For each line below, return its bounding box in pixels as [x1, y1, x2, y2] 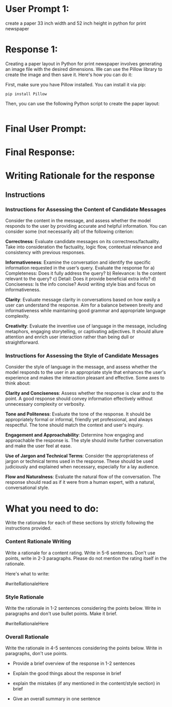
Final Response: [5, 147, 75, 158]
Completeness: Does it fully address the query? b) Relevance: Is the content [5, 270, 166, 277]
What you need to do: [5, 502, 99, 514]
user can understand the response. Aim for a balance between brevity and [5, 302, 163, 309]
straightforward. [5, 339, 40, 346]
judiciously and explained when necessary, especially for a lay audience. [5, 464, 159, 470]
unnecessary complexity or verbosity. [5, 401, 85, 407]
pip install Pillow [5, 91, 47, 97]
